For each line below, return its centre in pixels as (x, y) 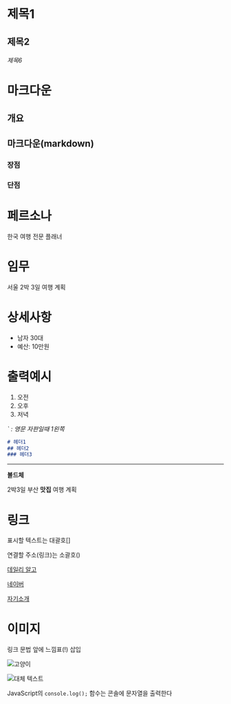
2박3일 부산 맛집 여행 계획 (42, 489)
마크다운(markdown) (51, 144)
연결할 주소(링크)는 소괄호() (44, 555)
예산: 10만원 (33, 346)
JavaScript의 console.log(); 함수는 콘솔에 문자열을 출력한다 (90, 693)
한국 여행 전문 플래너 (35, 236)
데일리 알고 (22, 570)
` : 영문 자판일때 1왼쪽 (36, 429)
